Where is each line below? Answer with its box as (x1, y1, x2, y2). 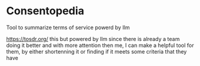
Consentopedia (6, 4, 85, 18)
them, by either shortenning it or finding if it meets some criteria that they (6, 48, 187, 55)
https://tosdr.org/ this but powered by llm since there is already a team (6, 35, 180, 42)
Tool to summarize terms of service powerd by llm (6, 24, 130, 31)
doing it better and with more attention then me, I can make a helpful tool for (6, 42, 195, 49)
